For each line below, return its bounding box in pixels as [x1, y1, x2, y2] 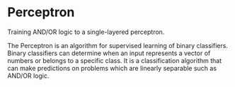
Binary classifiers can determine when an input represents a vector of [7, 49, 211, 57]
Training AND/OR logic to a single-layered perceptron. [7, 28, 165, 36]
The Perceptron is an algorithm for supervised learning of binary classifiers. [7, 41, 229, 50]
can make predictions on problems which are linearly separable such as [7, 64, 217, 72]
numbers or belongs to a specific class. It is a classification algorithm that [7, 56, 222, 64]
